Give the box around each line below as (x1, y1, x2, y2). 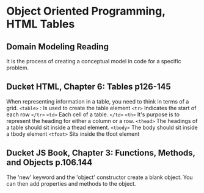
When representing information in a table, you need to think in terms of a (6, 97, 189, 105)
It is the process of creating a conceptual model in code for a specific (6, 58, 181, 65)
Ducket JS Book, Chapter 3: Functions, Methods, (6, 148, 195, 158)
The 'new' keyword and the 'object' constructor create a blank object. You (6, 174, 194, 181)
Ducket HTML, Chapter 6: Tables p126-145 (6, 82, 171, 92)
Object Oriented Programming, (6, 4, 166, 18)
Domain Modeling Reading (6, 41, 109, 52)
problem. (6, 64, 29, 71)
